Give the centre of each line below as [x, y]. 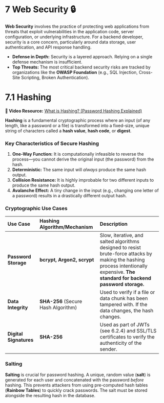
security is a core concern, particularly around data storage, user [71, 42]
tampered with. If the [123, 305]
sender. [109, 349]
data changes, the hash [127, 310]
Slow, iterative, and [122, 236]
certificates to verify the [127, 337]
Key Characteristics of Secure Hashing [52, 143]
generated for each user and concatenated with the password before [74, 379]
